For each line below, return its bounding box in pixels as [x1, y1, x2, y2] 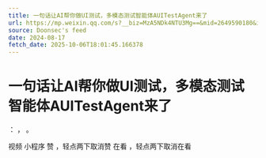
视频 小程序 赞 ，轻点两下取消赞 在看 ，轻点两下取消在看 [8, 141, 192, 151]
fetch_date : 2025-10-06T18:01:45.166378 [8, 41, 144, 49]
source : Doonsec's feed [8, 26, 87, 34]
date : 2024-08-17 [8, 33, 66, 42]
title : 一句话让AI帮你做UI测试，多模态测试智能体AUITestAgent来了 [8, 11, 208, 20]
